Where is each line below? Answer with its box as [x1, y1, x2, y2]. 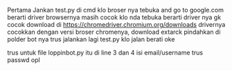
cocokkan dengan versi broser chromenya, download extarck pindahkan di [7, 28, 221, 36]
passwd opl [7, 56, 40, 64]
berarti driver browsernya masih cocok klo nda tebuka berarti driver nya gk [7, 13, 222, 21]
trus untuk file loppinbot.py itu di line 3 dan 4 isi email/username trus [7, 48, 203, 57]
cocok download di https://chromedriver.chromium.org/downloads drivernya [7, 21, 226, 28]
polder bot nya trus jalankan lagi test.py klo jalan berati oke [7, 35, 175, 43]
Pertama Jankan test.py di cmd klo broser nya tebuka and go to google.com [7, 6, 224, 14]
